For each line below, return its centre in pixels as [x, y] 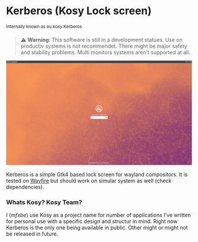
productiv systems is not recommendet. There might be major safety [104, 46]
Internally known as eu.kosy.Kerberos [44, 27]
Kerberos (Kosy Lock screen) [79, 11]
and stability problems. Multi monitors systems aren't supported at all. [105, 52]
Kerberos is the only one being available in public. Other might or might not [97, 228]
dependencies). [25, 187]
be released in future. [32, 234]
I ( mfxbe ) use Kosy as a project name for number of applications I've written [99, 215]
